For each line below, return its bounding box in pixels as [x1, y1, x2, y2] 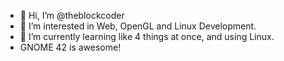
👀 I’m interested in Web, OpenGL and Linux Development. [19, 20, 257, 32]
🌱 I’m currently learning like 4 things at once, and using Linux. [19, 31, 275, 42]
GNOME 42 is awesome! [19, 41, 122, 53]
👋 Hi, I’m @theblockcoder [19, 10, 125, 21]
